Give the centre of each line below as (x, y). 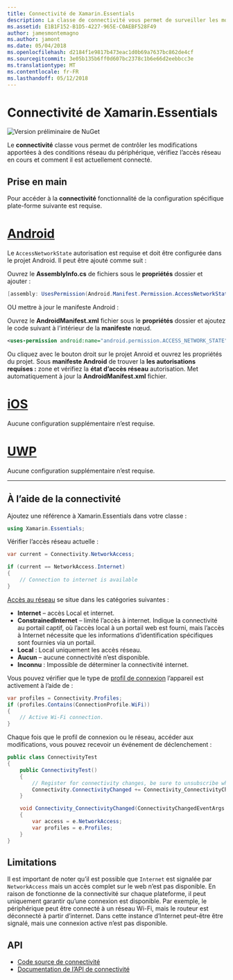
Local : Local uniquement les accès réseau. (79, 650)
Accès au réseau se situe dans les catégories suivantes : (88, 599)
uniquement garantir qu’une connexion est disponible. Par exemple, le (107, 901)
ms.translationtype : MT (42, 65)
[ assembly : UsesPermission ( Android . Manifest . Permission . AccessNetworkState (119, 294)
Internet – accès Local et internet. (66, 613)
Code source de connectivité (59, 962)
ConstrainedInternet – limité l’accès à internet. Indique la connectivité (117, 620)
